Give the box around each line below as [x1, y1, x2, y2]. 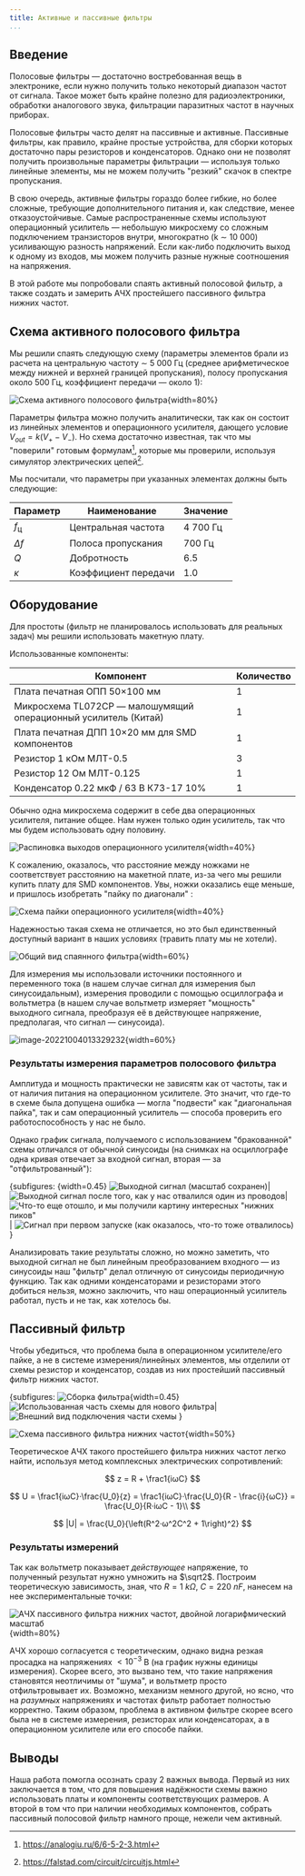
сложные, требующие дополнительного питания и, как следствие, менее [9, 203, 295, 213]
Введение [9, 47, 69, 63]
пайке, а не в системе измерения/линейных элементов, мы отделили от [9, 1355, 290, 1365]
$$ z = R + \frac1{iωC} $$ [103, 1474, 202, 1484]
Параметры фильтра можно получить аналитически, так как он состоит [9, 412, 290, 423]
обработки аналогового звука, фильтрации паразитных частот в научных [9, 100, 295, 111]
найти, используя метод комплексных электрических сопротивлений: [9, 1455, 283, 1467]
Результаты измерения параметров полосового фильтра [9, 1057, 277, 1070]
